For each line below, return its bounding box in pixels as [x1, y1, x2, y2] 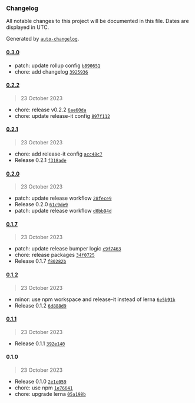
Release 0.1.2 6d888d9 [14, 302, 67, 309]
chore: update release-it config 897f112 [14, 112, 111, 119]
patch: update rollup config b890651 [14, 62, 101, 69]
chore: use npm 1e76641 [14, 384, 73, 391]
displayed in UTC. [6, 24, 49, 31]
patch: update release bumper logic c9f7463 [14, 245, 122, 252]
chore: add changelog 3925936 [14, 68, 88, 75]
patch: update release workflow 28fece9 [14, 194, 112, 201]
